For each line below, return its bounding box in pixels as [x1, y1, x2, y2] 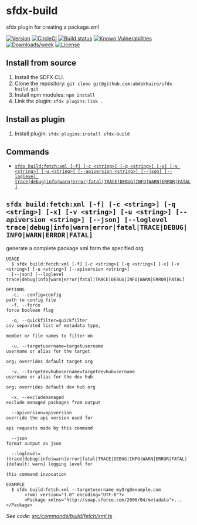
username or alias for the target [6, 349, 91, 354]
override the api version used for [6, 415, 93, 421]
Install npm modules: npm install [14, 91, 96, 98]
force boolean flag [6, 308, 54, 313]
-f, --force [11, 302, 41, 308]
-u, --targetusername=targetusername [11, 343, 104, 349]
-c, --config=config [11, 292, 62, 298]
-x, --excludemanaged [11, 394, 64, 401]
